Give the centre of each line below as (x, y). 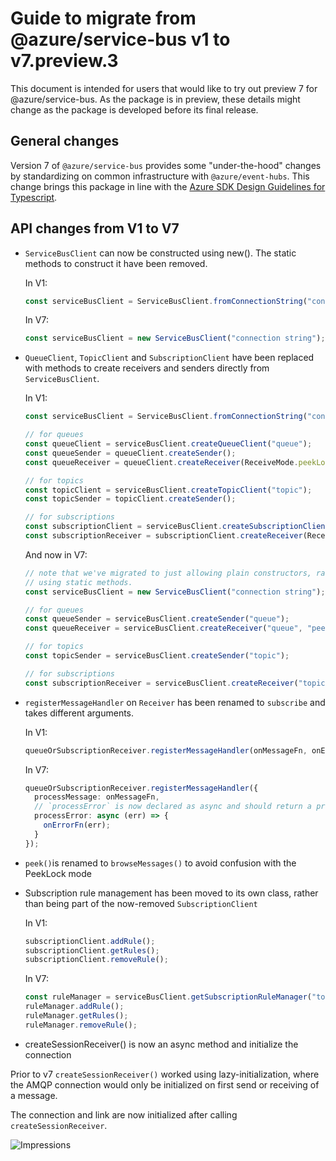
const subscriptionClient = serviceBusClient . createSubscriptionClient (177, 527)
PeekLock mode (58, 873)
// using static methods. (78, 582)
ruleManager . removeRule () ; (81, 1025)
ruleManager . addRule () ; (74, 1007)
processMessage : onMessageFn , (97, 797)
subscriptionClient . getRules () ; (92, 950)
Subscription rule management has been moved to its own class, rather (171, 893)
